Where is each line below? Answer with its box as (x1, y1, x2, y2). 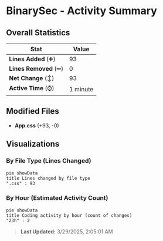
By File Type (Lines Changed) (6, 157, 91, 165)
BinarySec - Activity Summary (6, 4, 157, 18)
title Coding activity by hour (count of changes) (6, 212, 133, 219)
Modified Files (6, 106, 60, 116)
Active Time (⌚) (9, 84, 55, 92)
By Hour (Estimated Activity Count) (6, 194, 108, 202)
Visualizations (6, 139, 60, 149)
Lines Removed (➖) (9, 65, 63, 72)
